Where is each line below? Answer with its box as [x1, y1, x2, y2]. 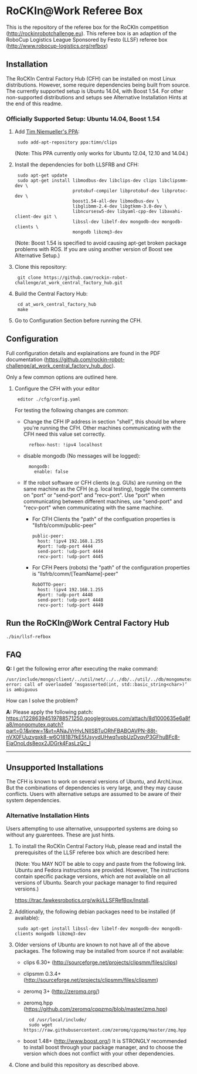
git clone [17, 275, 42, 281]
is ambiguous [6, 687, 38, 693]
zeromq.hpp [23, 999, 53, 1006]
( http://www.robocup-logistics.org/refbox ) [6, 42, 108, 49]
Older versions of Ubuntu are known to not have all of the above [14, 941, 170, 948]
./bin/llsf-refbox [6, 633, 51, 639]
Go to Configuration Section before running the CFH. [14, 317, 142, 324]
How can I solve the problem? [6, 697, 78, 704]
